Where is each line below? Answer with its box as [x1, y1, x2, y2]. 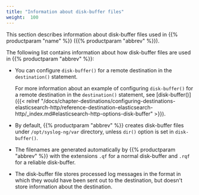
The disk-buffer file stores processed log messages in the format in [14, 170, 181, 177]
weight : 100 [6, 14, 39, 20]
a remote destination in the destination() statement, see [14, 91, 155, 98]
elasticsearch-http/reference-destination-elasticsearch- [14, 103, 154, 111]
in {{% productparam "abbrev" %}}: [6, 55, 94, 62]
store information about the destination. [14, 183, 112, 190]
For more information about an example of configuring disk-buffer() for [14, 84, 193, 92]
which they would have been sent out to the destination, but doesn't [14, 176, 183, 184]
